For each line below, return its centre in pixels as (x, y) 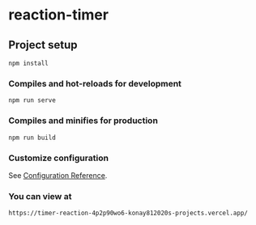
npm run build (32, 138)
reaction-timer (59, 15)
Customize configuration (59, 158)
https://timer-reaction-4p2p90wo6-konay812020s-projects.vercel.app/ (128, 213)
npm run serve (32, 100)
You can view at (40, 196)
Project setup (43, 45)
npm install (28, 63)
